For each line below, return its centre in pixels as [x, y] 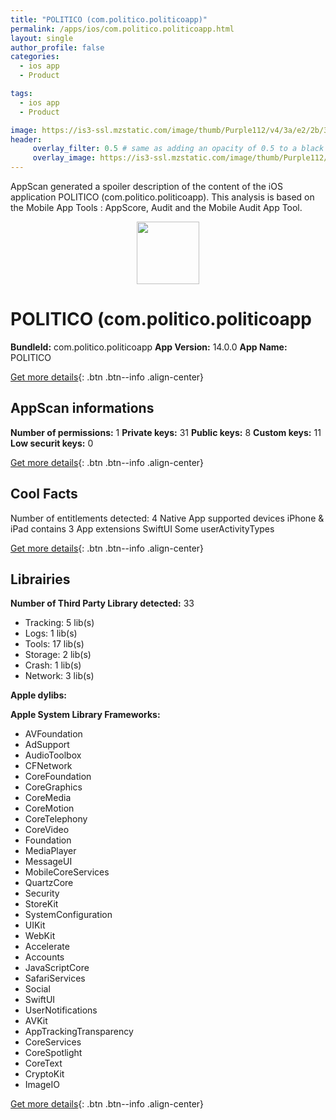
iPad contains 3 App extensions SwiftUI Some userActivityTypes [142, 528]
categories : [35, 57]
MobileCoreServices [67, 872]
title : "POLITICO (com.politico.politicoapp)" [109, 19]
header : [26, 139]
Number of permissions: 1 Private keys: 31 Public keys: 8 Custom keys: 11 [166, 432]
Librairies [40, 579]
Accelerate [47, 947]
